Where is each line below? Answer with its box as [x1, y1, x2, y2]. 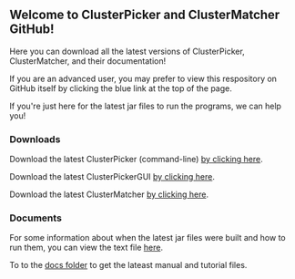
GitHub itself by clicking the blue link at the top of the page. [9, 82, 232, 94]
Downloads [9, 132, 61, 145]
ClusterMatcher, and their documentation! [9, 55, 167, 67]
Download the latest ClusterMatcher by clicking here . [9, 189, 209, 200]
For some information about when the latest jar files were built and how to [9, 232, 286, 243]
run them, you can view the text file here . [9, 242, 164, 253]
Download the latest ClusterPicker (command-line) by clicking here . [9, 154, 264, 165]
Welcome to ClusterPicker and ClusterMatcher [9, 7, 280, 23]
